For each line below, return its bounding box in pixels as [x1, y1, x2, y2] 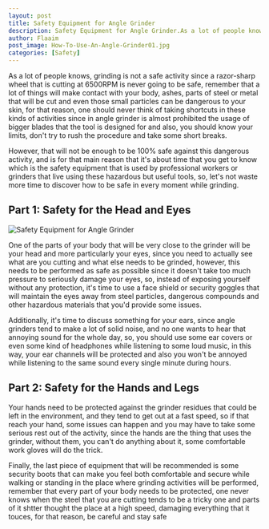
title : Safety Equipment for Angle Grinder [8, 19, 156, 27]
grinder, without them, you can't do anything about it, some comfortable [8, 436, 246, 446]
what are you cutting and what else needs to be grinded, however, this [8, 257, 240, 267]
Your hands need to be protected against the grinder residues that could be [8, 402, 258, 412]
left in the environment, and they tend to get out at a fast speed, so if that [8, 410, 250, 421]
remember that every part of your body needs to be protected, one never [8, 486, 250, 495]
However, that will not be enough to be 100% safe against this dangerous [8, 146, 250, 155]
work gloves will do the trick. [8, 445, 103, 454]
